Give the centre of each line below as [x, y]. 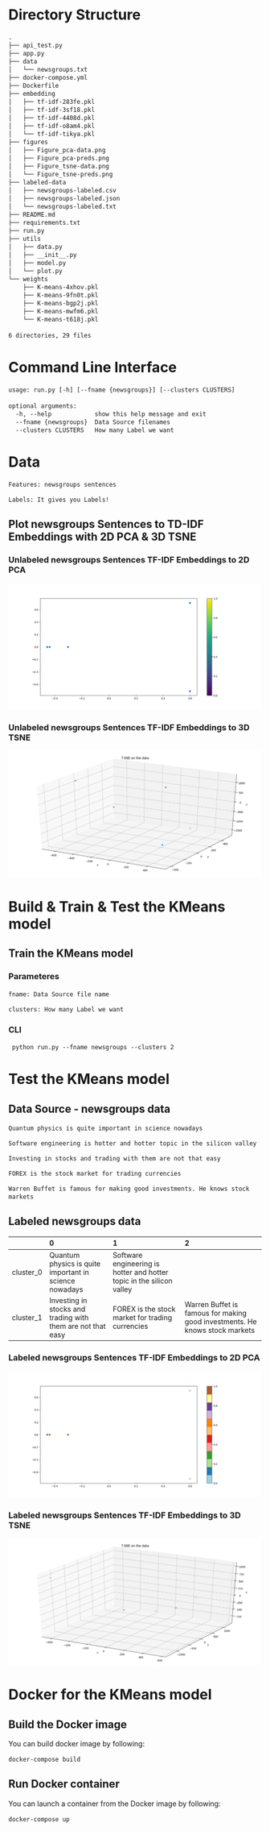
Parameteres [34, 977]
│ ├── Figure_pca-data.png [57, 150]
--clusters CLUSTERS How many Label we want [95, 430]
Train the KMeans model [71, 954]
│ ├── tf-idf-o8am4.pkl [51, 126]
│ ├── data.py [35, 247]
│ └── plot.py [35, 271]
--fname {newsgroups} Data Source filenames [93, 422]
